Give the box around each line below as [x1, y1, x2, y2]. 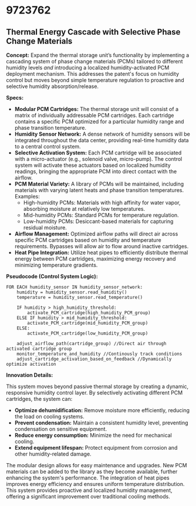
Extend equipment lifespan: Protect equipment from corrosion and [14, 444, 178, 451]
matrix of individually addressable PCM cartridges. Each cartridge [14, 112, 174, 119]
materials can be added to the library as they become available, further [6, 468, 178, 475]
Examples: [14, 193, 40, 200]
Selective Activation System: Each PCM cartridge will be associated [14, 149, 182, 156]
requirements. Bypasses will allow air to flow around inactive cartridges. [14, 243, 189, 249]
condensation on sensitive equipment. [14, 426, 107, 432]
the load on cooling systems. [14, 413, 85, 420]
